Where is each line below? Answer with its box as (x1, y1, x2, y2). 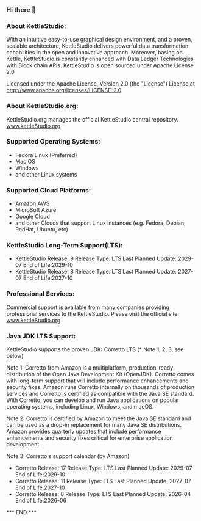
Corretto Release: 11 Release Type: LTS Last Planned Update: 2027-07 (15, 478, 191, 484)
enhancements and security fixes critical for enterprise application (6, 434, 174, 442)
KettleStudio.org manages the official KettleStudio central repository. (6, 115, 178, 123)
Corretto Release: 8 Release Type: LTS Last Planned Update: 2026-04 (15, 490, 191, 497)
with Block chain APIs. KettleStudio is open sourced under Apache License (6, 62, 194, 69)
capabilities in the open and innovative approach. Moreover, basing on (6, 49, 183, 56)
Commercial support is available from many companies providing (6, 304, 169, 311)
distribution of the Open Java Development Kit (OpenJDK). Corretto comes (6, 371, 194, 377)
